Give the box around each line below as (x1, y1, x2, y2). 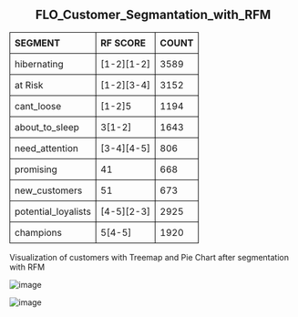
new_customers (15, 184, 83, 197)
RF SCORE (99, 36, 146, 49)
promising (15, 163, 57, 176)
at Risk (15, 78, 44, 91)
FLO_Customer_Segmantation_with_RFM (35, 7, 272, 23)
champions (15, 226, 62, 239)
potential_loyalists (15, 205, 91, 218)
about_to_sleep (15, 120, 80, 133)
